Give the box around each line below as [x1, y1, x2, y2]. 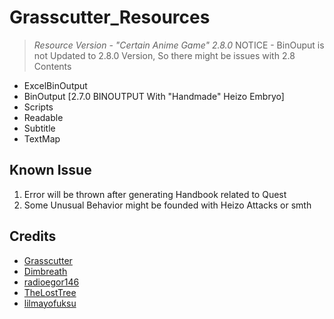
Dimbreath [23, 265, 68, 277]
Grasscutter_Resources [9, 6, 211, 29]
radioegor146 [23, 276, 80, 288]
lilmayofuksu [23, 297, 77, 309]
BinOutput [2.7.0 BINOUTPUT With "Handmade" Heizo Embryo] [23, 90, 285, 102]
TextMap [23, 132, 61, 145]
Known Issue [9, 162, 92, 179]
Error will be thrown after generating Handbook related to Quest [23, 188, 287, 200]
